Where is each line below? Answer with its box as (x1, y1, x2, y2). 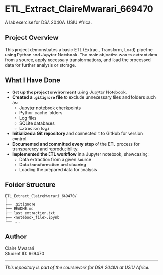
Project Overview (5, 34, 59, 42)
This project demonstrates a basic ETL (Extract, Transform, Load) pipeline (5, 46, 153, 52)
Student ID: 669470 (5, 251, 45, 257)
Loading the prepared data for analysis (19, 166, 97, 172)
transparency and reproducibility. (12, 146, 79, 152)
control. (12, 135, 28, 142)
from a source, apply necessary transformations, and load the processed (5, 57, 151, 63)
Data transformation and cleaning (19, 162, 86, 167)
